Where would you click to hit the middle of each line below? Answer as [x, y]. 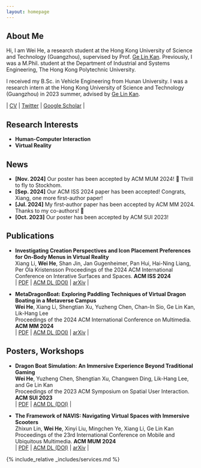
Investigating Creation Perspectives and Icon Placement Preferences [103, 251]
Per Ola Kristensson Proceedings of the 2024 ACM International [94, 269]
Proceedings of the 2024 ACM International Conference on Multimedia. [103, 320]
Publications [30, 236]
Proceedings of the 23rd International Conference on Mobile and [95, 435]
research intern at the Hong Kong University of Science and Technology [95, 88]
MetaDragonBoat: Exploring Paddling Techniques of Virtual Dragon [100, 294]
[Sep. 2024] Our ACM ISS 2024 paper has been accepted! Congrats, [100, 192]
